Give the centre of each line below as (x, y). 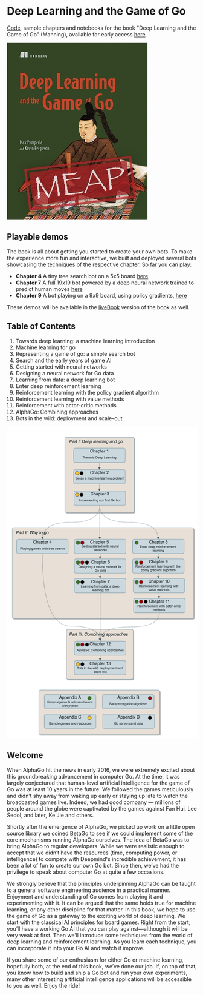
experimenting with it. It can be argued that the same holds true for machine (101, 903)
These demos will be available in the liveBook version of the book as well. (98, 307)
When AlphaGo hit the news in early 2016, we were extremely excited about (101, 770)
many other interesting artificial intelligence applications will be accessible (99, 979)
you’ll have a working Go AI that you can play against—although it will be (97, 928)
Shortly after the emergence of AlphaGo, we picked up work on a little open (101, 826)
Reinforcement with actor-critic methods (66, 405)
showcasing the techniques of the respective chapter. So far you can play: (99, 264)
